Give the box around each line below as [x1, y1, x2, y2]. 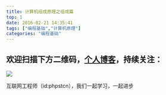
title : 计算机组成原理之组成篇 [6, 8, 74, 15]
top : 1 [6, 14, 23, 20]
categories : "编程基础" [6, 31, 61, 37]
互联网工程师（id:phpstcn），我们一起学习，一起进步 [6, 82, 134, 89]
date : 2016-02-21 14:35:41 [6, 20, 73, 26]
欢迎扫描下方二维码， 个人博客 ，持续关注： [6, 54, 162, 64]
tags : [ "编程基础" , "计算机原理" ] [6, 25, 82, 31]
